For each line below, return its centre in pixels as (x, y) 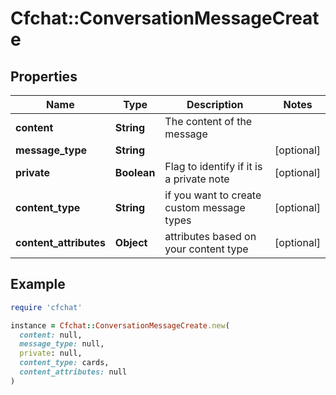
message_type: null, (62, 344)
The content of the (208, 121)
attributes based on (210, 236)
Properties (44, 76)
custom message (205, 207)
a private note (197, 179)
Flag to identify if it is (213, 166)
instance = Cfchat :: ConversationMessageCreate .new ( (120, 325)
